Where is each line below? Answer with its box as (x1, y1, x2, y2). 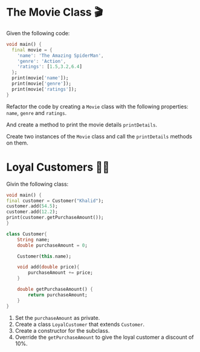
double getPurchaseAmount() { (17, 286, 94, 292)
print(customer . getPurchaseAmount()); (6, 215, 104, 221)
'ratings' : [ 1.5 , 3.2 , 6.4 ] (17, 64, 83, 70)
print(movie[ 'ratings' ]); (11, 86, 77, 92)
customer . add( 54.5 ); (6, 203, 59, 209)
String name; (17, 236, 50, 243)
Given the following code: (6, 29, 70, 37)
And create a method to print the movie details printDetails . (6, 121, 158, 128)
